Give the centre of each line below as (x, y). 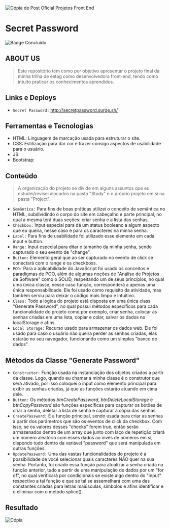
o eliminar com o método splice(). (48, 492)
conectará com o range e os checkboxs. (55, 263)
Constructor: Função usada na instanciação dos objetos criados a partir (88, 373)
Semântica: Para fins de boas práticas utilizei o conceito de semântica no (89, 209)
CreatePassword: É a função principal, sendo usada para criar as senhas (88, 416)
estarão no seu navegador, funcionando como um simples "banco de (85, 339)
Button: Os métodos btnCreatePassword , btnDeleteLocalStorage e (83, 400)
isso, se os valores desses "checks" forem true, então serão (75, 427)
